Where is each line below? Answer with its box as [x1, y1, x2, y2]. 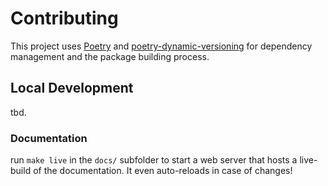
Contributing [10, 7, 119, 30]
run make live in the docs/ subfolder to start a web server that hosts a [10, 154, 298, 166]
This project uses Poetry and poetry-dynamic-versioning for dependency [10, 40, 313, 52]
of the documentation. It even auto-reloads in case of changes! [33, 165, 293, 177]
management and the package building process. [10, 50, 210, 62]
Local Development [10, 80, 134, 97]
